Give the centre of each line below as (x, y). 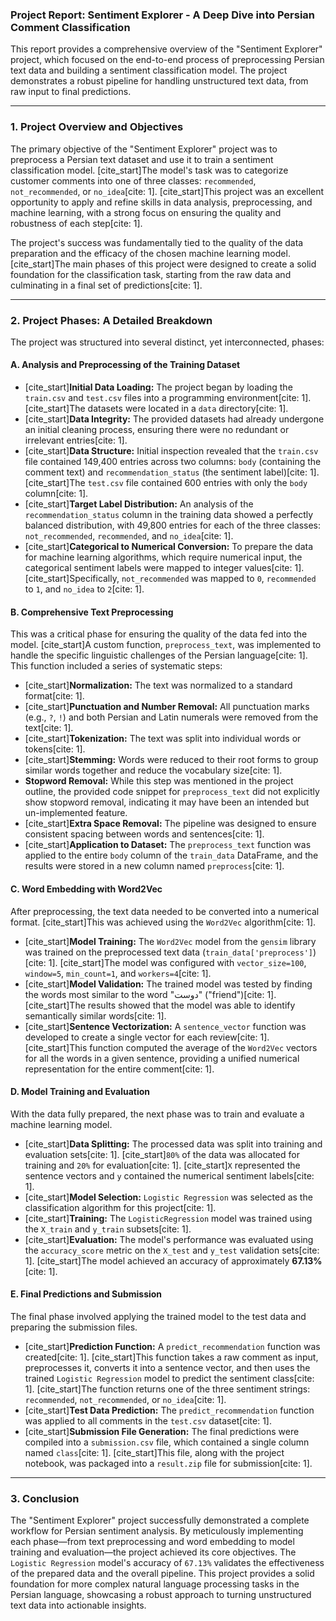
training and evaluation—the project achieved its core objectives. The (153, 1552)
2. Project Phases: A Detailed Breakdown (111, 320)
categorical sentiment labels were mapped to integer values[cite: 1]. (164, 568)
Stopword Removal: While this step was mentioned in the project (159, 781)
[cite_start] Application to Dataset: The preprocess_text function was (168, 845)
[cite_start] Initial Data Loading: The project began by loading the (158, 387)
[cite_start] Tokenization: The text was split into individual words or (163, 739)
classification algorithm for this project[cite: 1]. (120, 1207)
